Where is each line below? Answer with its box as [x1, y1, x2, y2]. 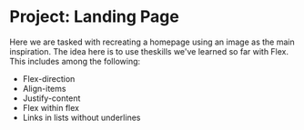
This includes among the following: [9, 55, 141, 66]
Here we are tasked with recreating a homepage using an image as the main [9, 36, 295, 47]
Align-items [22, 83, 66, 94]
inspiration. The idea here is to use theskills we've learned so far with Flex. [9, 45, 289, 56]
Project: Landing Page [9, 6, 179, 27]
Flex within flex [22, 102, 80, 113]
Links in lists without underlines [22, 112, 141, 123]
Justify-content [22, 93, 81, 104]
